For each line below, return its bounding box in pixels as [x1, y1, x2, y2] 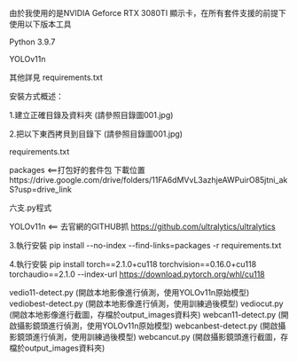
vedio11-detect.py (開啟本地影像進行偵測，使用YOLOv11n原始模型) [9, 287, 250, 297]
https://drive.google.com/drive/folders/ [9, 175, 152, 185]
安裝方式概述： [9, 91, 64, 101]
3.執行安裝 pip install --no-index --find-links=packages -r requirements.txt [9, 240, 282, 250]
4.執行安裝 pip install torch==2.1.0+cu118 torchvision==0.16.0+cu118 [9, 259, 257, 269]
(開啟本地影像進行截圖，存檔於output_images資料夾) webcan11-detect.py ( [9, 310, 281, 319]
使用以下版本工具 [9, 19, 72, 29]
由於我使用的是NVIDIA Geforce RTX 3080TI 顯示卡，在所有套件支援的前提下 [9, 8, 286, 18]
